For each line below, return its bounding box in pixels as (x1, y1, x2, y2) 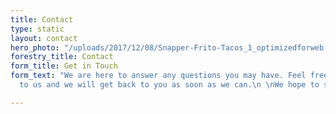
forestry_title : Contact (10, 52, 114, 62)
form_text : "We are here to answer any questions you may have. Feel (10, 71, 307, 81)
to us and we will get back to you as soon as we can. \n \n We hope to (19, 80, 320, 90)
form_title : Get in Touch (10, 61, 118, 71)
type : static (10, 24, 65, 34)
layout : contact (10, 33, 78, 43)
